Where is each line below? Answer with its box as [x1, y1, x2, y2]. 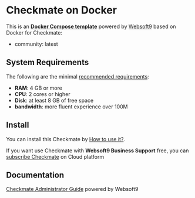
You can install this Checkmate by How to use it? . [6, 135, 125, 142]
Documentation [6, 170, 65, 180]
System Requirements [6, 57, 89, 67]
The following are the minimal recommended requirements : [6, 73, 149, 80]
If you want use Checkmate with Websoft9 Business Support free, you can [6, 147, 189, 154]
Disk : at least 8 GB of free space [14, 97, 94, 104]
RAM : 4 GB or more [14, 84, 63, 91]
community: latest [14, 40, 59, 47]
